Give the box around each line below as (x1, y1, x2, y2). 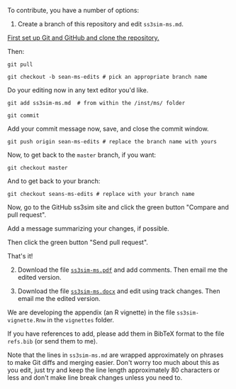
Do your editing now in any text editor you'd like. (7, 86, 149, 94)
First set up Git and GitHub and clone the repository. (7, 33, 159, 42)
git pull (7, 61, 33, 68)
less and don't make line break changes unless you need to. (7, 373, 183, 382)
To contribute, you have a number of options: (7, 6, 140, 14)
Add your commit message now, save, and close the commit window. (7, 124, 209, 133)
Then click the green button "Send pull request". (7, 238, 149, 246)
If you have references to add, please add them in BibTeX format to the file (7, 329, 225, 338)
